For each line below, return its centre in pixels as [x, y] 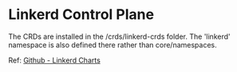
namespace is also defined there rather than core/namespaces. [113, 44]
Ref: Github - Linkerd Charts [55, 60]
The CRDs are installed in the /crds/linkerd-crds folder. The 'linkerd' [119, 36]
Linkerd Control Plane [81, 15]
